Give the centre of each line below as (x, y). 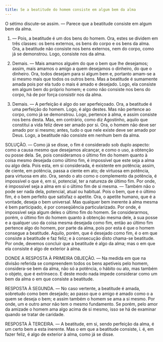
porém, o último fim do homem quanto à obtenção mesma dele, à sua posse (81, 217)
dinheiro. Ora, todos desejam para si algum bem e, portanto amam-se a (84, 73)
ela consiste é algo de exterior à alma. (43, 249)
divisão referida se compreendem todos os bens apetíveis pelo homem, (77, 263)
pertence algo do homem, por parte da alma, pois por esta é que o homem (80, 228)
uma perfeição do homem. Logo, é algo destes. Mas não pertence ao (81, 109)
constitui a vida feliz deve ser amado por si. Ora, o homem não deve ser (84, 125)
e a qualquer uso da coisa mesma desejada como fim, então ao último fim (79, 223)
